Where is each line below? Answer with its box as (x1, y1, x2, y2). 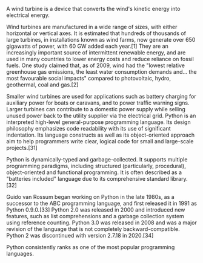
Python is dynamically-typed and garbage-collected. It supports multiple (6, 156, 188, 163)
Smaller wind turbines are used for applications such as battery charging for (6, 93, 196, 100)
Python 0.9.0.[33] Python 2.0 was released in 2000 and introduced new (6, 206, 185, 213)
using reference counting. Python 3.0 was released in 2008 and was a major (6, 219, 197, 226)
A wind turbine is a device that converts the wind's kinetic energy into (6, 5, 181, 12)
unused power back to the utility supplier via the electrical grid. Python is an (6, 112, 196, 119)
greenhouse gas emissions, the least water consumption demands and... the (6, 68, 197, 75)
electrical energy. (6, 11, 50, 19)
